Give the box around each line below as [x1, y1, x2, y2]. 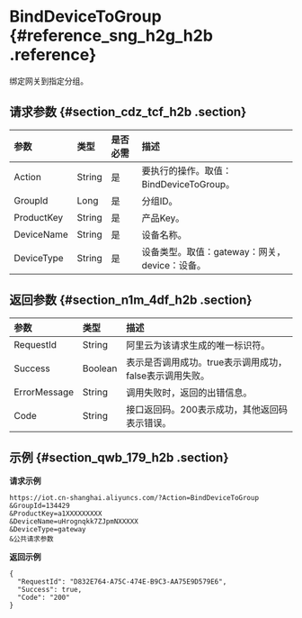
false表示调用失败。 [125, 369, 210, 382]
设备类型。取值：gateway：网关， [141, 245, 286, 258]
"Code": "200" [17, 593, 70, 603]
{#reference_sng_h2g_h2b [9, 25, 214, 46]
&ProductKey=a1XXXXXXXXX [9, 509, 102, 519]
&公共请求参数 [9, 534, 54, 544]
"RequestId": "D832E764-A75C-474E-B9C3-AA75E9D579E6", [17, 577, 227, 586]
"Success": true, [17, 586, 83, 595]
